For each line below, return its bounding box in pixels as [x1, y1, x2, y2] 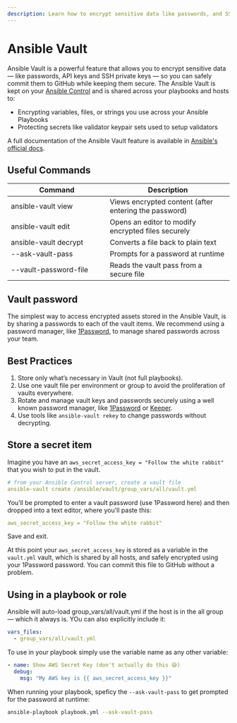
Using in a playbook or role [7, 588, 127, 600]
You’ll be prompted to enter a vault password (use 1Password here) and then [7, 498, 230, 506]
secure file [109, 269, 145, 279]
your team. [7, 334, 39, 343]
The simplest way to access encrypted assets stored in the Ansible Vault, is [7, 312, 227, 321]
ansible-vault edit [11, 221, 71, 231]
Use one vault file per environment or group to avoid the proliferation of [17, 382, 226, 389]
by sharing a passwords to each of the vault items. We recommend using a [7, 320, 225, 328]
